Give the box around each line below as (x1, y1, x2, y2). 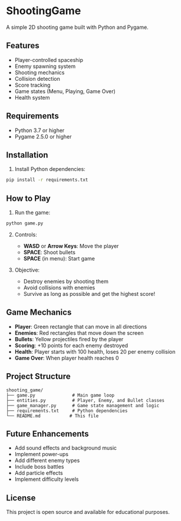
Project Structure (6, 371, 71, 381)
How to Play (6, 193, 51, 203)
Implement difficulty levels (14, 476, 79, 483)
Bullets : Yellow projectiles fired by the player (14, 335, 124, 342)
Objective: (14, 266, 40, 273)
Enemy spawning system (14, 62, 75, 70)
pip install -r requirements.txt (6, 177, 88, 183)
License (6, 493, 36, 503)
